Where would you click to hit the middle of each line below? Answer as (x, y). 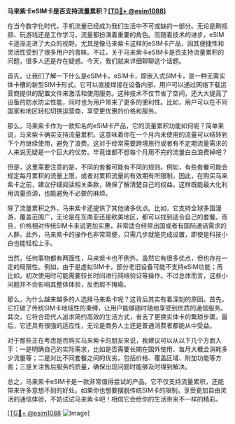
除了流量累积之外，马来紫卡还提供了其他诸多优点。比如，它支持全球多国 (111, 208)
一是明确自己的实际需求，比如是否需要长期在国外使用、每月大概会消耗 (120, 349)
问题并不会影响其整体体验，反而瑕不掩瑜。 (69, 284)
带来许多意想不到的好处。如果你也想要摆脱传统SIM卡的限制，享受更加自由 (114, 390)
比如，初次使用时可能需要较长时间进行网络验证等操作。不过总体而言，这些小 (117, 275)
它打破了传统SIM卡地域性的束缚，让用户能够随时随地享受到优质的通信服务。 (117, 308)
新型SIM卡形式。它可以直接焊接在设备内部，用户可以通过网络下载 (126, 84)
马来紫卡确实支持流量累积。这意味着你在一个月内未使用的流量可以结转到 (123, 135)
